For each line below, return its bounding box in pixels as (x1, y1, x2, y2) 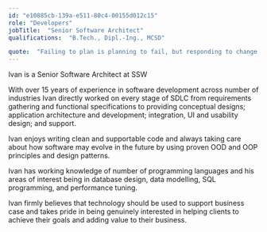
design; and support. (8, 119, 77, 128)
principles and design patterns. (8, 151, 110, 161)
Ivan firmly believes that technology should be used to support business (8, 199, 245, 208)
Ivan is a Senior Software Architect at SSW (8, 70, 148, 79)
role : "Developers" (8, 19, 73, 27)
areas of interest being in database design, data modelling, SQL (8, 175, 217, 184)
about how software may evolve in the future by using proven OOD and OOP (8, 143, 258, 152)
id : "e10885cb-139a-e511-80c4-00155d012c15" (8, 11, 158, 20)
